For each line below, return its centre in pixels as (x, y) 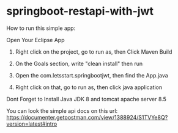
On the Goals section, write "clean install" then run (79, 63)
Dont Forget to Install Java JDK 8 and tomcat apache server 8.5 (86, 99)
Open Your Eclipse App (36, 40)
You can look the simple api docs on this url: (62, 110)
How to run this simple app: (41, 28)
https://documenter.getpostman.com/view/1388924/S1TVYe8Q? (87, 117)
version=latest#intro (32, 124)
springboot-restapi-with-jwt (80, 11)
